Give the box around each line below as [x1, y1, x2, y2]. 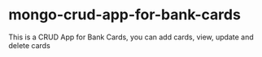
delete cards [8, 40, 50, 50]
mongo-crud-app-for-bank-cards [8, 6, 242, 24]
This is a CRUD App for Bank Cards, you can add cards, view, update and [8, 32, 254, 42]
